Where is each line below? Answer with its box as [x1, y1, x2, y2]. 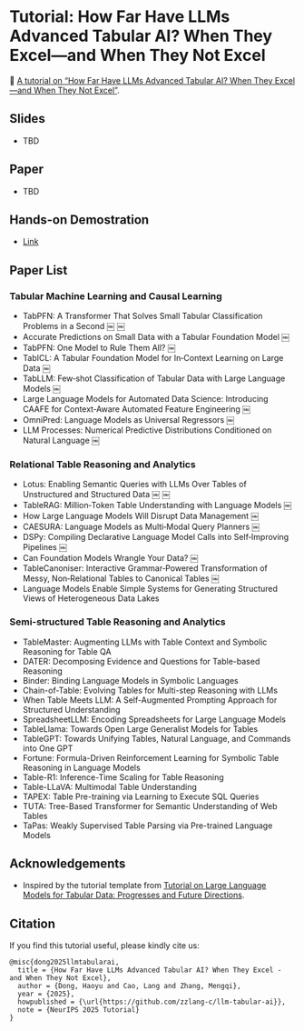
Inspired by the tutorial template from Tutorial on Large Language [22, 880, 267, 891]
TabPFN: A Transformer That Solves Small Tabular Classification [22, 311, 263, 322]
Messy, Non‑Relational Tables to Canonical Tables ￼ [22, 573, 221, 584]
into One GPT [22, 743, 74, 754]
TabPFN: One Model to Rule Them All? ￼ [22, 343, 176, 354]
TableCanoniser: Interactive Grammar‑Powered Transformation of [22, 563, 268, 574]
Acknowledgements [9, 856, 126, 872]
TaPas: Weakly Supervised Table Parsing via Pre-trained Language [22, 820, 273, 831]
